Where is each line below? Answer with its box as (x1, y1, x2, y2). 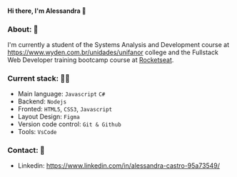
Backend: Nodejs (17, 97, 67, 106)
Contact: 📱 (7, 146, 45, 156)
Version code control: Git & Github (17, 120, 121, 128)
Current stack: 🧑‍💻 (7, 73, 70, 83)
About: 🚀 (7, 24, 39, 34)
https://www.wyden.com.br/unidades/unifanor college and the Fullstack (7, 48, 219, 56)
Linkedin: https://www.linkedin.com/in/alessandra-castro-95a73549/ (17, 161, 220, 170)
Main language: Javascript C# (17, 90, 106, 98)
